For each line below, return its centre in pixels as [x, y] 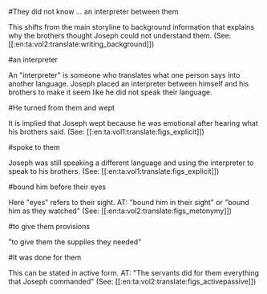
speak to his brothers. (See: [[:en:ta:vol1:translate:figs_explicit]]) [114, 171]
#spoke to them [34, 147]
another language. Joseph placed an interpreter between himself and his [129, 84]
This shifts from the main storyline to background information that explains [131, 27]
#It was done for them [45, 257]
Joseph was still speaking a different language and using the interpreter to [131, 163]
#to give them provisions [49, 226]
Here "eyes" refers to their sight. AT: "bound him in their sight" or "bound [129, 202]
